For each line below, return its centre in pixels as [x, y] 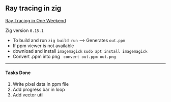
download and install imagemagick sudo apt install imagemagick [80, 51]
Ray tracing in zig [33, 8]
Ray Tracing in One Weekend [36, 20]
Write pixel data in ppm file [41, 84]
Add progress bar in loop [39, 90]
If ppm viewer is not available [43, 46]
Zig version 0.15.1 [25, 30]
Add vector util [28, 95]
